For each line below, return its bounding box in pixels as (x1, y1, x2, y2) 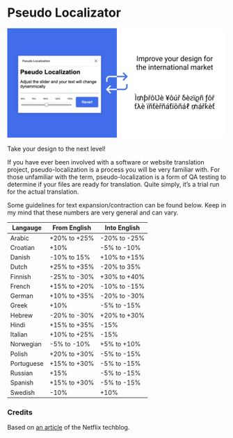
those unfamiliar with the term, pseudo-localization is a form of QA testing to (7, 172, 227, 181)
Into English (104, 224, 140, 232)
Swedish (10, 388, 35, 396)
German (10, 292, 33, 300)
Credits (7, 407, 33, 417)
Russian (10, 369, 33, 378)
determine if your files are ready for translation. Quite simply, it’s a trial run (7, 180, 220, 188)
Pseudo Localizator (7, 5, 122, 21)
